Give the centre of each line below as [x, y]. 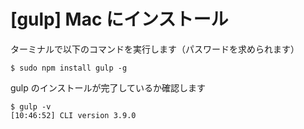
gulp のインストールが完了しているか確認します [108, 87]
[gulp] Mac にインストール [119, 19]
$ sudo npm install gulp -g [69, 68]
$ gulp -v [31, 106]
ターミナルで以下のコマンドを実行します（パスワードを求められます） [155, 49]
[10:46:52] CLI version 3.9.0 [73, 115]
